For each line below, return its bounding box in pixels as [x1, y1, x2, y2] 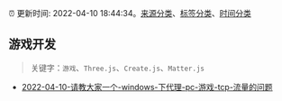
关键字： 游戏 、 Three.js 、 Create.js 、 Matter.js [30, 62, 205, 73]
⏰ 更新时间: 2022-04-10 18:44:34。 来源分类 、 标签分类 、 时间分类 [8, 8, 251, 18]
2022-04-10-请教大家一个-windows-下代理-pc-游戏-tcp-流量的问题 [21, 81, 273, 92]
